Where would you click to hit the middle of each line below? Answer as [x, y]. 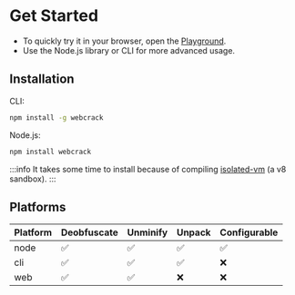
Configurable [249, 232]
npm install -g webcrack [56, 118]
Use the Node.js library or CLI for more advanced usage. [128, 50]
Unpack [193, 232]
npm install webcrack [51, 152]
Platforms [38, 206]
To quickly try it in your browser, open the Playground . [124, 41]
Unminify [147, 232]
